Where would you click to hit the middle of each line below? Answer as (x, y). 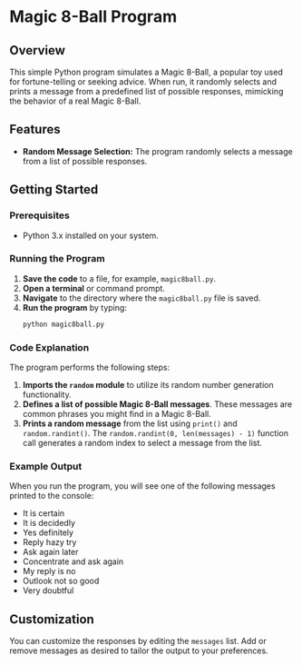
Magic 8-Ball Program (93, 17)
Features (35, 129)
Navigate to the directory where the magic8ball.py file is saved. (141, 298)
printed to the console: (52, 496)
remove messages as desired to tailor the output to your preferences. (139, 650)
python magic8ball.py (63, 324)
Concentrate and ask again (73, 561)
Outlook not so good (61, 581)
